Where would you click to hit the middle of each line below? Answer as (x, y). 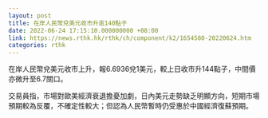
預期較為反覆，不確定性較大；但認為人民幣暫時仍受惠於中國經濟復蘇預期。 (130, 106)
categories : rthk (37, 45)
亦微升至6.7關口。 (38, 79)
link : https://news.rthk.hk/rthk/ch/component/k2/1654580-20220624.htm (130, 38)
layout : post (30, 16)
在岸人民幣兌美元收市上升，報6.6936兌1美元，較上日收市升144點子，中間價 (132, 69)
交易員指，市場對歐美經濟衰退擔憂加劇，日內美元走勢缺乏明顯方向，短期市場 (134, 96)
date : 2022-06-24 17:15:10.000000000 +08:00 (83, 30)
